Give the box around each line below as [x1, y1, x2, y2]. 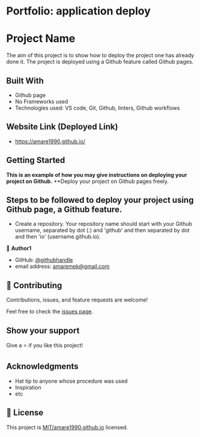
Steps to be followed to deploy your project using [6, 194, 194, 205]
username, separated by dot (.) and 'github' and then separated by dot [14, 227, 190, 234]
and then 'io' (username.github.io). [14, 233, 101, 240]
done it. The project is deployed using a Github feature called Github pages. [6, 58, 194, 66]
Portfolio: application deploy [6, 4, 151, 18]
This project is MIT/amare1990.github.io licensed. [6, 423, 128, 431]
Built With [6, 75, 44, 85]
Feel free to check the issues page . [6, 308, 93, 315]
